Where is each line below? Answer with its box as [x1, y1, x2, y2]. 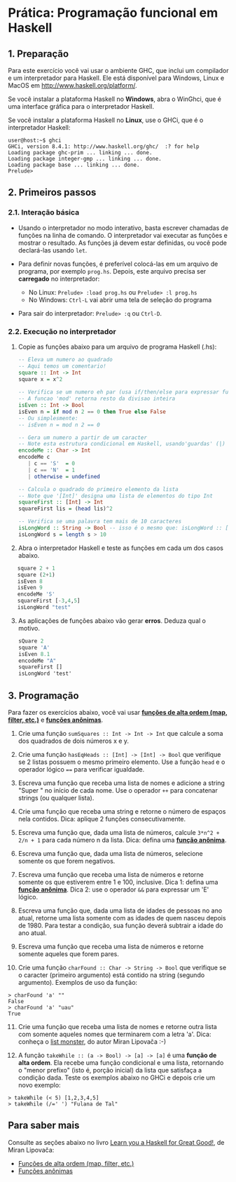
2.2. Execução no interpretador [8, 326, 116, 336]
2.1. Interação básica [8, 208, 80, 217]
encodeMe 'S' [17, 591, 55, 598]
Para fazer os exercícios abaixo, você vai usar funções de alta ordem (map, [8, 708, 228, 717]
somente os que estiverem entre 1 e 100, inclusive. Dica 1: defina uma [18, 878, 218, 887]
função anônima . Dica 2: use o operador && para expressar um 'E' [18, 885, 209, 894]
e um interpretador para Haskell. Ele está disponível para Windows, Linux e [8, 74, 225, 82]
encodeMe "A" [18, 657, 57, 664]
